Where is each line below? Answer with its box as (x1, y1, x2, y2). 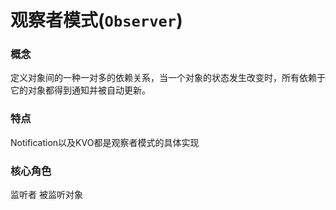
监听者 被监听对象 (10, 189, 83, 201)
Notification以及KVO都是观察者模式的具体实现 (10, 136, 200, 148)
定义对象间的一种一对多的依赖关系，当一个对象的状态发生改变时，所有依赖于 (10, 72, 326, 84)
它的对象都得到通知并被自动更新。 (10, 84, 151, 96)
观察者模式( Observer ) (10, 9, 183, 32)
